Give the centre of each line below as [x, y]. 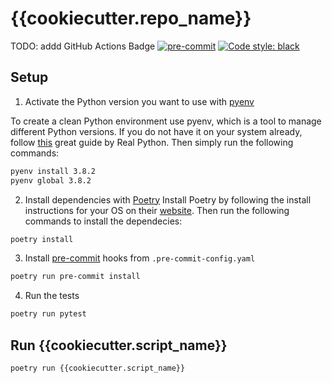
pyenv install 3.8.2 [53, 171]
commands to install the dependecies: [103, 221]
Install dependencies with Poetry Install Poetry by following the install [168, 199]
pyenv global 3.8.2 [51, 180]
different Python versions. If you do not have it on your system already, [156, 131]
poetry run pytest [48, 314]
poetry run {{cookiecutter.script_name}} [98, 368]
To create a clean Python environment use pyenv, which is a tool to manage [166, 121]
